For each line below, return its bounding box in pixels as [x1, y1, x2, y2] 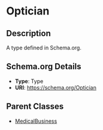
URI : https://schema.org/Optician [14, 84, 97, 91]
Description [6, 28, 51, 39]
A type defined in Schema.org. [6, 44, 82, 51]
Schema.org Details [6, 61, 82, 72]
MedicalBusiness [14, 117, 57, 125]
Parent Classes [6, 101, 64, 112]
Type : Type [14, 77, 44, 85]
